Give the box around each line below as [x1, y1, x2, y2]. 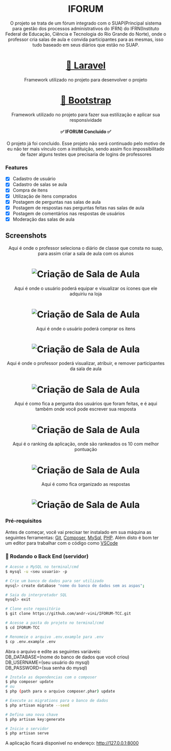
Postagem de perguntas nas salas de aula [12, 199, 101, 205]
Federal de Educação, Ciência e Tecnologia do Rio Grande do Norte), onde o [5, 31, 166, 37]
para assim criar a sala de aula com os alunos [38, 250, 134, 256]
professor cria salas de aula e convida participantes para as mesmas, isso [8, 36, 164, 42]
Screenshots [5, 231, 47, 240]
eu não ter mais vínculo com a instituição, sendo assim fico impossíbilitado [7, 146, 164, 152]
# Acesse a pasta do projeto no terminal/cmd [5, 620, 104, 626]
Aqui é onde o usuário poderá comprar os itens [36, 326, 136, 332]
